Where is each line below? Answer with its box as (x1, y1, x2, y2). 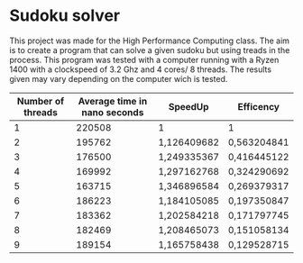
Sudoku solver (9, 5, 120, 26)
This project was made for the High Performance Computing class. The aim (9, 35, 290, 46)
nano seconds (81, 105, 144, 118)
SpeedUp (168, 100, 209, 113)
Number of (16, 95, 65, 107)
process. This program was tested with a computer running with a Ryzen (9, 54, 280, 65)
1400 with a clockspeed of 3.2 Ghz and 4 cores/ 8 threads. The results (9, 64, 272, 75)
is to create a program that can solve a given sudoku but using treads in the (9, 44, 290, 55)
